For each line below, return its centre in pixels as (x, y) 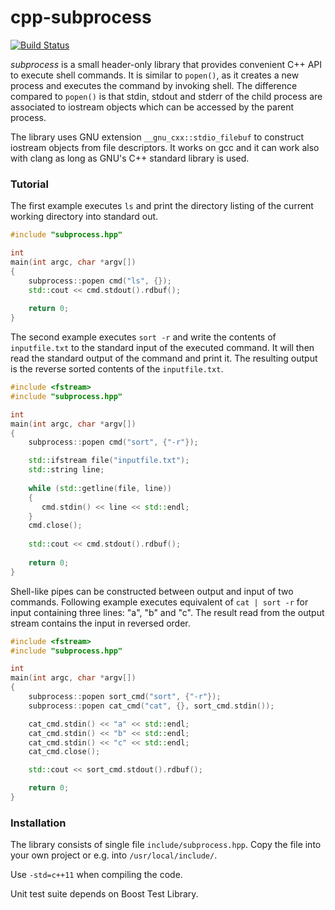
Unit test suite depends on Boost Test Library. (104, 894)
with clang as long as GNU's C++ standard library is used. (130, 158)
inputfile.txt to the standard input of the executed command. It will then (162, 348)
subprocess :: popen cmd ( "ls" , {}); (100, 281)
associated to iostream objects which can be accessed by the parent (152, 107)
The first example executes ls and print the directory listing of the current (162, 206)
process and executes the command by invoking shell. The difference (154, 85)
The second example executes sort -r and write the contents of (143, 337)
